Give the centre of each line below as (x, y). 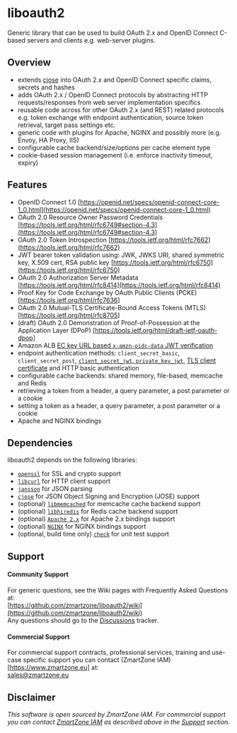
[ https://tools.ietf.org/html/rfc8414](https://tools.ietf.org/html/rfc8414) (119, 285)
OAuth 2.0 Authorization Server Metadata (78, 277)
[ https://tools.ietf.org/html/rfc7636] (69, 300)
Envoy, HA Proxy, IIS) (48, 140)
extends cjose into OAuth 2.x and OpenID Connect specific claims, (115, 79)
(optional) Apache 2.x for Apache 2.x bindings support (96, 519)
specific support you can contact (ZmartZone (89, 660)
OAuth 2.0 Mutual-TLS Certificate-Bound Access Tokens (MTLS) (112, 307)
